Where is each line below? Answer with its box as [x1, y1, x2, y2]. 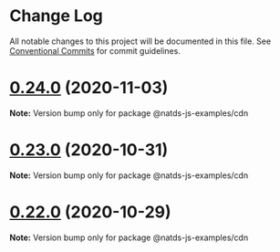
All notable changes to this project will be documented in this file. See [9, 36, 272, 47]
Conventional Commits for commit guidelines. [9, 45, 181, 56]
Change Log [9, 5, 103, 26]
